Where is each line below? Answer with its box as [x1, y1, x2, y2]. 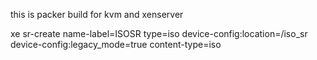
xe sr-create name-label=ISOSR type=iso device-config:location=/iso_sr [10, 28, 308, 39]
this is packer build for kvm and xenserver [10, 9, 184, 20]
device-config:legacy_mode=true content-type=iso [10, 39, 222, 50]
